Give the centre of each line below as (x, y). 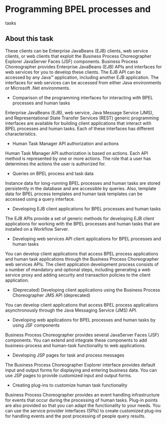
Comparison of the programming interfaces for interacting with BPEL (83, 97)
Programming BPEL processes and (78, 9)
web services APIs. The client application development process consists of (82, 264)
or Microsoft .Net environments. (38, 88)
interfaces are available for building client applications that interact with (78, 123)
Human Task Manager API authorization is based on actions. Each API (77, 153)
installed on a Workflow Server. (37, 229)
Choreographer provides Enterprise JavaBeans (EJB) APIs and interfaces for (83, 66)
